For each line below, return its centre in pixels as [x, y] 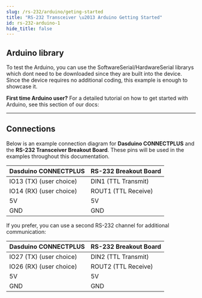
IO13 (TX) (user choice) [43, 181]
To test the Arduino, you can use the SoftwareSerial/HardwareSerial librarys [100, 67]
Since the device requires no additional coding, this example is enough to [97, 80]
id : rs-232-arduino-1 [33, 23]
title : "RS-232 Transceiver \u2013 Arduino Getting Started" [84, 17]
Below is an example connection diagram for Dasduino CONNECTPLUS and [100, 143]
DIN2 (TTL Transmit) [120, 257]
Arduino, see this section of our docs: [53, 105]
